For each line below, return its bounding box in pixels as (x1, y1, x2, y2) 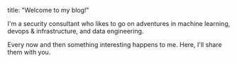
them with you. (7, 48, 51, 56)
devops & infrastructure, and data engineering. (7, 27, 144, 35)
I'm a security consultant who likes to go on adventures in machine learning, (7, 20, 231, 27)
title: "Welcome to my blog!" (7, 6, 90, 14)
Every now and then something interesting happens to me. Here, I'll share (7, 41, 222, 48)
